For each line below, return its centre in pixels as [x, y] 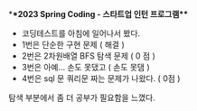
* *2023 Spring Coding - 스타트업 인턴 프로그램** [98, 14]
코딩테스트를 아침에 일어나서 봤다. [81, 33]
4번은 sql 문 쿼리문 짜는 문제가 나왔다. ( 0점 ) [101, 79]
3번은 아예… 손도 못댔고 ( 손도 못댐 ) [85, 67]
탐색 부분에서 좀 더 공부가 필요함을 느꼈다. [82, 97]
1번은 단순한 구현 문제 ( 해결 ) [73, 45]
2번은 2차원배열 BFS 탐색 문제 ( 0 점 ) [88, 56]
